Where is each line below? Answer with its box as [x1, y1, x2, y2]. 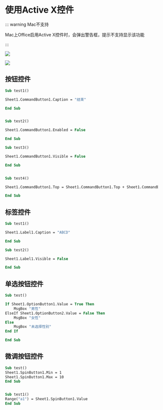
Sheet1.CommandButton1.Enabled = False [5, 127, 86, 133]
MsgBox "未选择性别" [14, 324, 52, 329]
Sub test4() [5, 176, 29, 180]
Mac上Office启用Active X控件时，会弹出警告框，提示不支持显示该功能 [5, 32, 145, 37]
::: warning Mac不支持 [5, 21, 49, 27]
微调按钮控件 [5, 352, 44, 360]
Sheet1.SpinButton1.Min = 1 [5, 370, 62, 375]
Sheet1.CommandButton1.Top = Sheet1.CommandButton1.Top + [5, 184, 125, 190]
